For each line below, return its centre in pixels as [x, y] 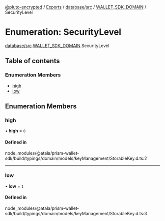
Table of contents [32, 61]
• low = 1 [14, 186]
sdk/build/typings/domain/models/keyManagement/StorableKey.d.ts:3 [76, 214]
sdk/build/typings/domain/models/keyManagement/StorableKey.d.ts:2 [76, 158]
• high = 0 [15, 131]
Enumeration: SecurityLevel [63, 32]
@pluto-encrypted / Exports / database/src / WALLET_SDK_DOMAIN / [76, 7]
